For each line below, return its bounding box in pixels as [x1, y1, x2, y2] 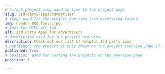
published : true [5, 48, 39, 53]
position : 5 [5, 57, 30, 62]
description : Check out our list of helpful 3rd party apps [5, 39, 132, 44]
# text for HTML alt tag [5, 25, 56, 30]
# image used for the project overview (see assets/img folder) [5, 16, 140, 21]
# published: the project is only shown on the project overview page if [5, 44, 161, 49]
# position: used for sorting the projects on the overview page [5, 52, 142, 58]
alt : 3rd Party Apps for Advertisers [5, 30, 83, 35]
